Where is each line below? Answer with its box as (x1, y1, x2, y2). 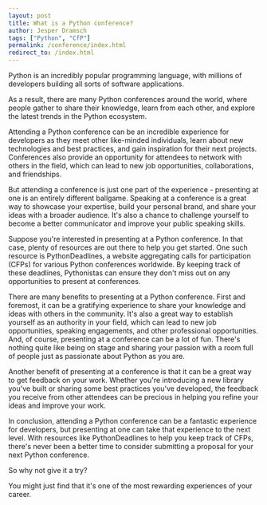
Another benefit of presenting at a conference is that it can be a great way (8, 367, 252, 376)
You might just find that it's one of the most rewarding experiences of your (8, 481, 253, 491)
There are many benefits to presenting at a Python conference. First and (8, 292, 245, 302)
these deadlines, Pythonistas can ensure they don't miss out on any (8, 268, 231, 278)
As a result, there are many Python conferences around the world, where (8, 95, 248, 104)
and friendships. (8, 169, 62, 179)
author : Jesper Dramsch (8, 26, 88, 34)
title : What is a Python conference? (8, 19, 134, 27)
